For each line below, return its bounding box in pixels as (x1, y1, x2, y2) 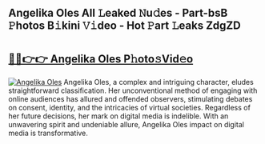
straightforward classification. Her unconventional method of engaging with (8, 86, 258, 95)
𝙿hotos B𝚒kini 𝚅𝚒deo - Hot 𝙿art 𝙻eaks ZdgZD (8, 19, 242, 33)
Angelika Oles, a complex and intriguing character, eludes (63, 78, 254, 86)
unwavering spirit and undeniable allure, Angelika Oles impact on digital (8, 120, 244, 129)
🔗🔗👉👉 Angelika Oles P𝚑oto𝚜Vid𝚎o (8, 52, 194, 66)
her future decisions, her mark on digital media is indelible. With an (8, 111, 229, 121)
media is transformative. (8, 128, 88, 138)
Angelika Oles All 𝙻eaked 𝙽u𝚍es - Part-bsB (8, 6, 228, 20)
